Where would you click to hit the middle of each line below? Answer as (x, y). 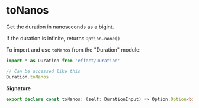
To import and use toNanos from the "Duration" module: (73, 50)
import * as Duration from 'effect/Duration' (63, 61)
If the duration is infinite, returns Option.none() (63, 38)
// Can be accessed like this (44, 71)
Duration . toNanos (28, 77)
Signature (19, 88)
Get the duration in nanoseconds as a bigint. (60, 27)
